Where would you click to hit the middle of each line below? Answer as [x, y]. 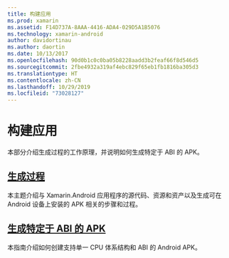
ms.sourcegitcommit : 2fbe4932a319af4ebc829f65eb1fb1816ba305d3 [103, 67]
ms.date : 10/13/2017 [38, 54]
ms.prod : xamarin [33, 21]
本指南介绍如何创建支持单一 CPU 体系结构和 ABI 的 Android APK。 [104, 247]
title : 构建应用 [29, 14]
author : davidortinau [39, 41]
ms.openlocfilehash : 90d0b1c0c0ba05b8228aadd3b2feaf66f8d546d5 [103, 61]
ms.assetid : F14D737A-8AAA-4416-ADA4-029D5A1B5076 [84, 27]
